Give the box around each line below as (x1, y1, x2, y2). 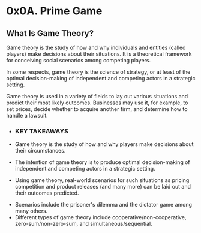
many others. (14, 207, 48, 214)
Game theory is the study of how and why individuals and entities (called (6, 44, 186, 51)
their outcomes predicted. (14, 189, 79, 196)
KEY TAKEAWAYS (14, 127, 69, 135)
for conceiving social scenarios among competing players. (6, 57, 151, 64)
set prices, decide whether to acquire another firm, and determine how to (6, 106, 188, 112)
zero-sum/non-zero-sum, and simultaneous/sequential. (14, 220, 152, 228)
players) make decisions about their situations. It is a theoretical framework (6, 50, 192, 58)
